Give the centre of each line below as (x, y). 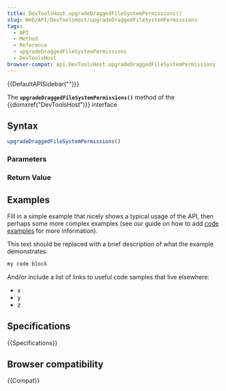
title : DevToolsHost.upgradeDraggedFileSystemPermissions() (95, 13)
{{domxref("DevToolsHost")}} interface (62, 104)
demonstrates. (27, 251)
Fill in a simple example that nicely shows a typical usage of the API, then (110, 216)
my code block (27, 264)
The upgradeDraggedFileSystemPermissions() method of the (91, 97)
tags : (15, 26)
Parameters (27, 160)
